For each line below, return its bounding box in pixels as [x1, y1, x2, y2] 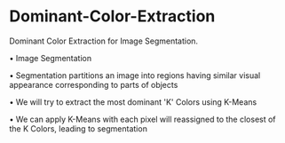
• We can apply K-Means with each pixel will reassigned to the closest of [9, 114, 277, 124]
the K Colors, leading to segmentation [9, 123, 148, 134]
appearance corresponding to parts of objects [9, 79, 178, 90]
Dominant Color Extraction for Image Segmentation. [9, 36, 198, 46]
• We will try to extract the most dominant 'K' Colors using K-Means [9, 96, 257, 107]
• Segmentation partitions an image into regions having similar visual [9, 69, 261, 81]
